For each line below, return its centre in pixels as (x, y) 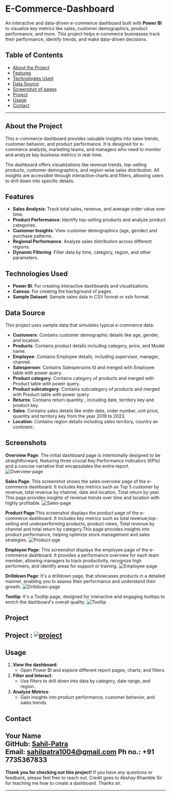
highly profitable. (23, 503)
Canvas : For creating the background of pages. (63, 291)
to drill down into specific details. (40, 181)
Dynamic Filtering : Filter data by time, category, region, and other (82, 252)
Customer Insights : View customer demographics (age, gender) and (85, 231)
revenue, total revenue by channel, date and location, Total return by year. (83, 492)
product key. (26, 405)
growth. (13, 587)
